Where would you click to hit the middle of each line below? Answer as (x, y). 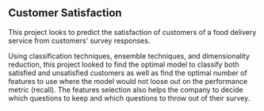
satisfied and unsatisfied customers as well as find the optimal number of (128, 73)
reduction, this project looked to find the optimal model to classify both (124, 64)
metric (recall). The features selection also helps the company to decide (126, 90)
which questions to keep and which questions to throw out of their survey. (129, 98)
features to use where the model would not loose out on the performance (128, 81)
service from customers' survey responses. (79, 40)
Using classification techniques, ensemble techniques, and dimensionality (129, 55)
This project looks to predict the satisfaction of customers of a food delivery (132, 32)
